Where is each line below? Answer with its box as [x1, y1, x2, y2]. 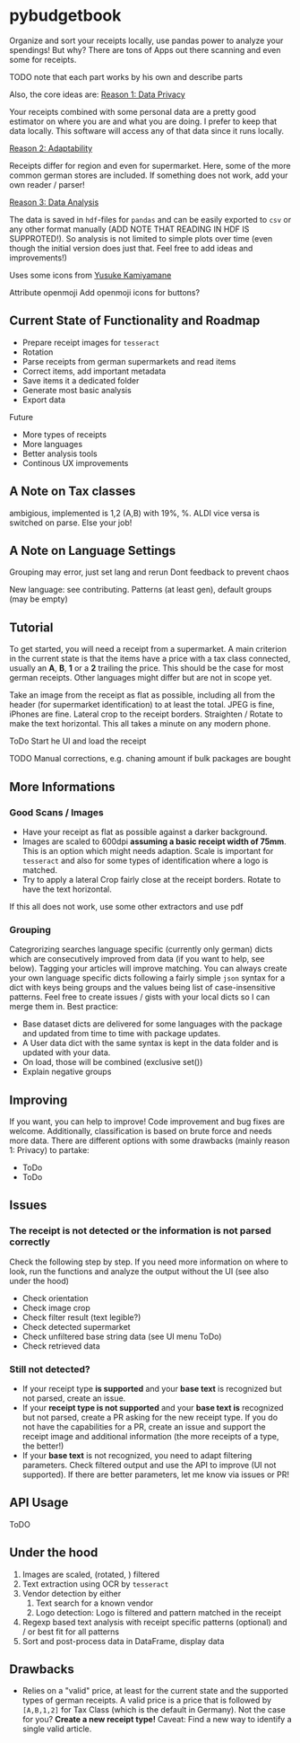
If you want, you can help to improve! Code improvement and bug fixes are [9, 1115, 285, 1127]
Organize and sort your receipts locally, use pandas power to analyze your [9, 35, 284, 46]
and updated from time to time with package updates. [21, 1028, 221, 1039]
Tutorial [9, 620, 54, 635]
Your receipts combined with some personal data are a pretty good [9, 106, 257, 117]
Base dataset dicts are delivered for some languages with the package [21, 1018, 283, 1029]
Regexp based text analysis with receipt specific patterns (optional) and [21, 1616, 288, 1627]
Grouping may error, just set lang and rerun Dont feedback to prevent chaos [9, 567, 289, 577]
